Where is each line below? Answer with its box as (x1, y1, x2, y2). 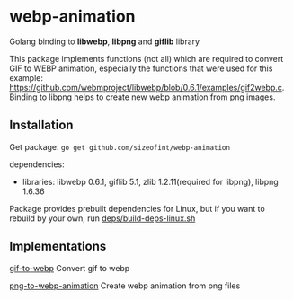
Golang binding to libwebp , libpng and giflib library (9, 36, 200, 47)
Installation (9, 118, 74, 133)
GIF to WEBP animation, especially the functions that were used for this (9, 63, 273, 74)
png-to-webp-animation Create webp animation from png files (9, 280, 241, 291)
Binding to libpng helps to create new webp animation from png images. (9, 92, 276, 102)
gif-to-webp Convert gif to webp (9, 262, 130, 273)
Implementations (9, 239, 107, 254)
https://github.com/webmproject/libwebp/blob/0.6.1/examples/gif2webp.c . (9, 82, 285, 93)
